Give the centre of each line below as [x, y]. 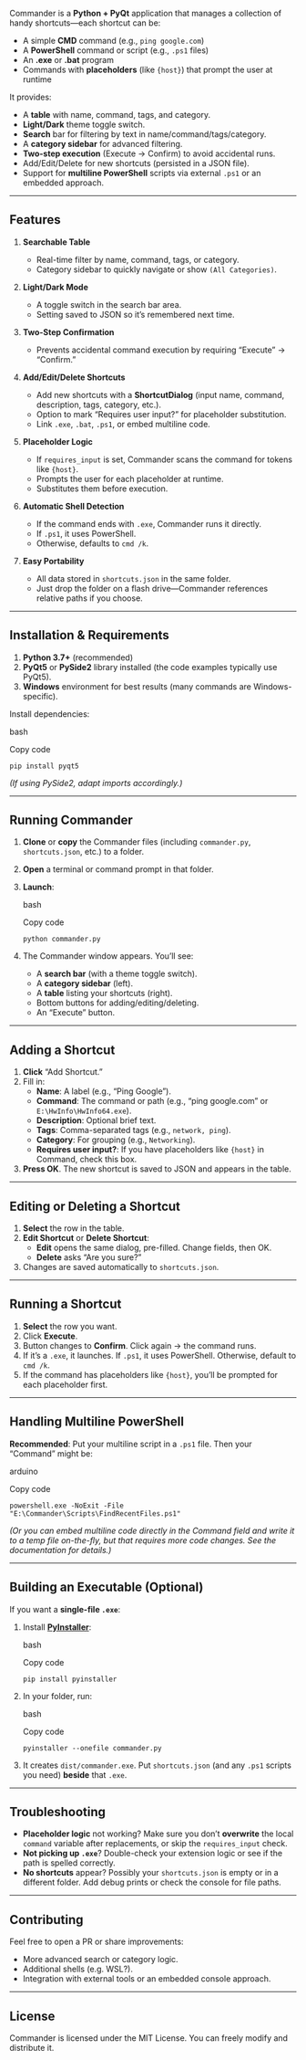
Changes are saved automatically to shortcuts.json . [121, 1267]
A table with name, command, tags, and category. [117, 115]
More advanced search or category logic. [101, 1960]
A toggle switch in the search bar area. [109, 304]
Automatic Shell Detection [73, 506]
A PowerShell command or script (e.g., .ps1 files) [116, 50]
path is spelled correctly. [69, 1863]
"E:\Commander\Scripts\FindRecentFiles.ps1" [95, 1513]
